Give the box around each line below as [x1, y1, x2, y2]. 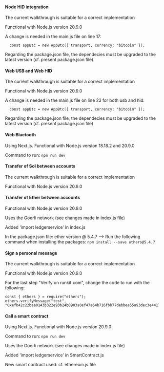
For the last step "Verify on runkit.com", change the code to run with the [5, 280, 150, 286]
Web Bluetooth [5, 132, 36, 137]
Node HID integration [5, 4, 49, 10]
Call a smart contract [5, 313, 49, 319]
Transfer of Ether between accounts [5, 195, 81, 201]
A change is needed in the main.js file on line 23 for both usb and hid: [5, 97, 145, 103]
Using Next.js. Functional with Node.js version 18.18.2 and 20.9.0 [5, 143, 135, 149]
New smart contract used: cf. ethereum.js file [5, 362, 96, 368]
